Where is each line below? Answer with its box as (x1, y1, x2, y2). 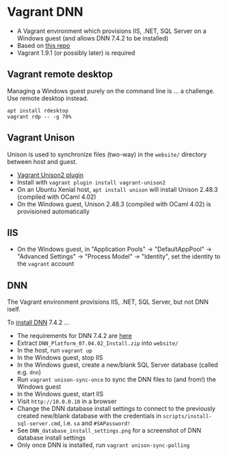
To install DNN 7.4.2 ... (7, 318, 70, 326)
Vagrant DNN (7, 4, 83, 20)
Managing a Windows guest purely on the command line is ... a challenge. (7, 86, 215, 95)
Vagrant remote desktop (7, 69, 113, 80)
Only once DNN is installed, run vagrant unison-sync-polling (16, 441, 190, 449)
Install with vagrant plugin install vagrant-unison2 (16, 178, 166, 186)
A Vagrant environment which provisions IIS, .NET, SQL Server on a (16, 27, 206, 35)
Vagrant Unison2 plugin (16, 171, 84, 179)
